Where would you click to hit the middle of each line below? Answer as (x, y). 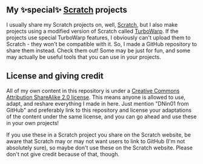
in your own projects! (33, 123)
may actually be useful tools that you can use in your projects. (84, 56)
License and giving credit (55, 76)
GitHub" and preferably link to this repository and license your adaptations (99, 110)
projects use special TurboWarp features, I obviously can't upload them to (98, 37)
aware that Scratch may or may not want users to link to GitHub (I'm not (96, 141)
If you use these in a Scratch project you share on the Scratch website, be (98, 135)
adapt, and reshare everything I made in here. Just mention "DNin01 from (98, 103)
